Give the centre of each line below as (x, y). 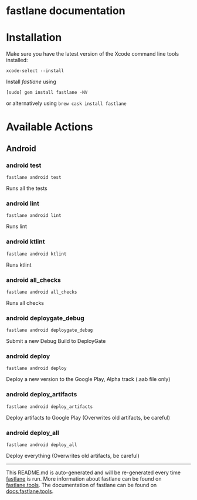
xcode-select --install (35, 71)
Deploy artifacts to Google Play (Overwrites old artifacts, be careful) (88, 417)
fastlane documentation (66, 11)
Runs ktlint (19, 264)
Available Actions (50, 127)
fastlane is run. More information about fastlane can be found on (84, 479)
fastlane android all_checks (42, 292)
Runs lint (17, 226)
